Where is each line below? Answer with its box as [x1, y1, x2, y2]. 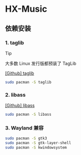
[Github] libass [5, 103, 35, 108]
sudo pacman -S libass [5, 112, 52, 117]
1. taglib [5, 39, 24, 46]
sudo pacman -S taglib [5, 79, 52, 84]
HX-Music [5, 3, 48, 15]
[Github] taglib [5, 70, 34, 76]
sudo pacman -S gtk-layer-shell [5, 141, 71, 146]
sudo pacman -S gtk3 [5, 136, 48, 141]
